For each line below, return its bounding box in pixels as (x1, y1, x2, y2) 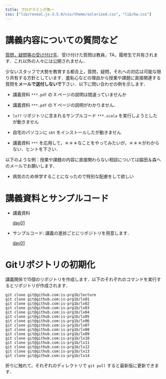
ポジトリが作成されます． (18, 283, 71, 289)
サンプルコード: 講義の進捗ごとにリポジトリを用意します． (12, 230, 132, 236)
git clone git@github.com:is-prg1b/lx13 (5, 349, 90, 354)
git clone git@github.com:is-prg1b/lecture (5, 293, 96, 298)
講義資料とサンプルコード (5, 192, 109, 204)
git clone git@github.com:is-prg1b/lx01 (5, 297, 90, 302)
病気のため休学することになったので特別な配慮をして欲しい (12, 174, 134, 180)
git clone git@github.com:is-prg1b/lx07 (5, 323, 90, 328)
